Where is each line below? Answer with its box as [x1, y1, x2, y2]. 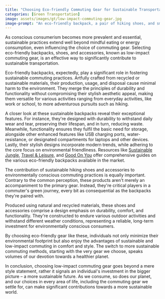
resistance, [5, 137, 28, 143]
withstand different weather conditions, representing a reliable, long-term [5, 218, 154, 224]
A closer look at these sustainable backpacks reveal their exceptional [5, 111, 145, 117]
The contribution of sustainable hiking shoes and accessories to [5, 167, 135, 173]
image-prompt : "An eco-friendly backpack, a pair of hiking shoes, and [5, 21, 155, 26]
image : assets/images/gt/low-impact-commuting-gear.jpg [5, 16, 122, 21]
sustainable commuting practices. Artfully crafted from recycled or [5, 75, 140, 81]
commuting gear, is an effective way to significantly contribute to [5, 55, 137, 61]
